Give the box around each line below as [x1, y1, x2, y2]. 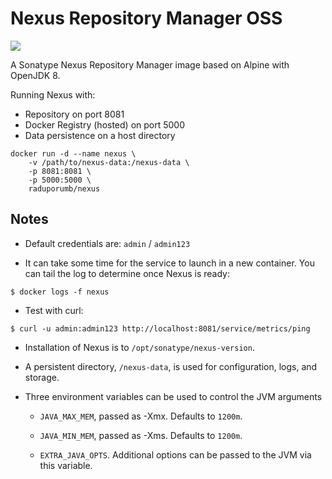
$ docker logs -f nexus [10, 287, 110, 297]
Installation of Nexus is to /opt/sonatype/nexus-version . [24, 341, 255, 353]
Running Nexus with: [10, 88, 96, 101]
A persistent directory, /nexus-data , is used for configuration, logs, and [24, 360, 318, 372]
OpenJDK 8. [10, 69, 61, 81]
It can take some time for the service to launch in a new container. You [24, 257, 315, 269]
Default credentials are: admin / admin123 [24, 237, 191, 249]
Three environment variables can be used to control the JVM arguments [24, 390, 323, 402]
